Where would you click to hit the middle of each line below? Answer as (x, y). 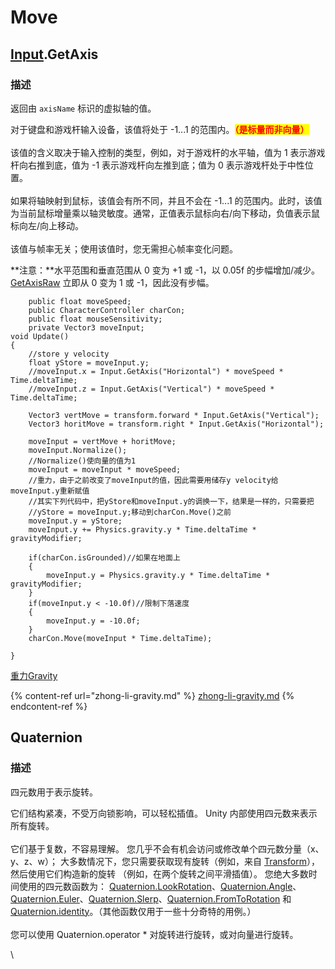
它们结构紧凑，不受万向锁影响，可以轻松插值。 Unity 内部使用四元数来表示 (164, 813)
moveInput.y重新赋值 (50, 491)
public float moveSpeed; (80, 301)
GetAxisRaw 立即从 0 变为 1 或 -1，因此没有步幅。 (112, 282)
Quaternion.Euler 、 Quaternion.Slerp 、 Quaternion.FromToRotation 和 (151, 898)
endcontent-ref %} (49, 706)
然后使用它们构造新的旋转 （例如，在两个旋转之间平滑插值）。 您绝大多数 (159, 873)
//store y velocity (69, 354)
